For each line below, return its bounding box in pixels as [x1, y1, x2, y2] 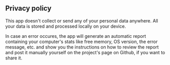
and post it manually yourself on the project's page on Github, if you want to [5, 49, 165, 55]
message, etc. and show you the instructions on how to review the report [5, 44, 159, 50]
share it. [5, 55, 22, 61]
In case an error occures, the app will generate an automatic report [5, 33, 147, 39]
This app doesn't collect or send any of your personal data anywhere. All [5, 17, 158, 24]
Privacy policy [5, 4, 52, 13]
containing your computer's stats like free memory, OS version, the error [5, 38, 158, 45]
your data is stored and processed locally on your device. [5, 23, 126, 29]
